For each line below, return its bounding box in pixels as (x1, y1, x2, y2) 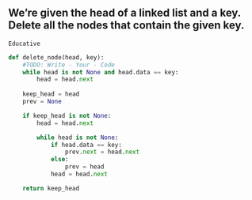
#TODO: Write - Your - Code (22, 61, 115, 69)
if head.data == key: (50, 141, 123, 149)
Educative (8, 40, 41, 47)
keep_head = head (22, 90, 80, 98)
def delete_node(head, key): (8, 53, 105, 62)
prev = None (22, 98, 62, 106)
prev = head (64, 163, 105, 171)
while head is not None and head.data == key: (22, 68, 179, 76)
